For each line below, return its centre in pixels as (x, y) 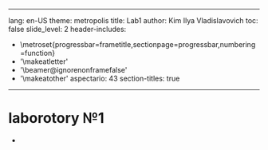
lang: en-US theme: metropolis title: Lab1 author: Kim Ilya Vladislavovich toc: (133, 20)
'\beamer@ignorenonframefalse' (73, 70)
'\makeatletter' (44, 61)
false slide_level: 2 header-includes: (67, 29)
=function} (37, 53)
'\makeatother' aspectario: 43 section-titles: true (100, 78)
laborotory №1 (56, 118)
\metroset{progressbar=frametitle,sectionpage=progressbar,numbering (138, 44)
